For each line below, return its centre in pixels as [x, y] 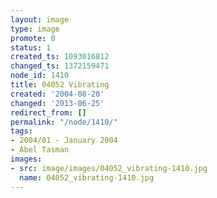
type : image [35, 29]
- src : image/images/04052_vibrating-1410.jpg [109, 168]
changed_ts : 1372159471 [60, 66]
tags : [21, 131]
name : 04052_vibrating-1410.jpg [87, 177]
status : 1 [31, 47]
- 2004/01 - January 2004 [64, 141]
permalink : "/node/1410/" [64, 122]
